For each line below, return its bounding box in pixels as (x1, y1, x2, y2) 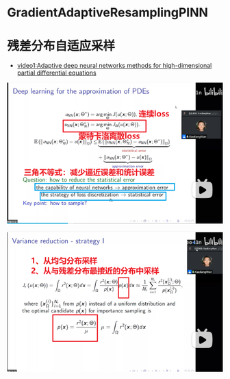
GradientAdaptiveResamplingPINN (7, 5, 209, 21)
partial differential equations (16, 69, 97, 77)
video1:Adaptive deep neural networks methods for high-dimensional (16, 62, 212, 70)
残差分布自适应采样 (7, 38, 116, 54)
